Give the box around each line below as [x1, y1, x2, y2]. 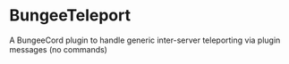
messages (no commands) [9, 44, 107, 54]
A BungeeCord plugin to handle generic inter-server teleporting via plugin [9, 35, 281, 45]
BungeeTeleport [9, 5, 132, 26]
